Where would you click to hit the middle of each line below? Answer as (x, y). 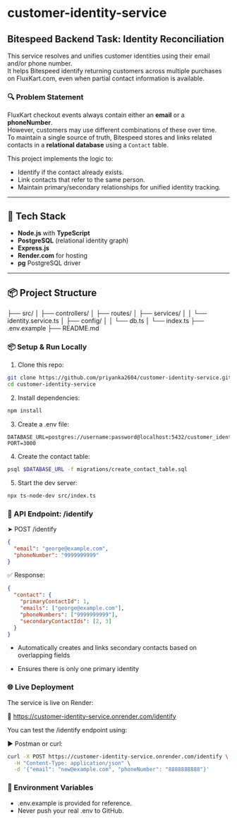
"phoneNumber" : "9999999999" (56, 555)
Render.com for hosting (53, 256)
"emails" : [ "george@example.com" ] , (72, 608)
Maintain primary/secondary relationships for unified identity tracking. (119, 188)
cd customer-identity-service (52, 385)
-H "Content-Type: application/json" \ (72, 763)
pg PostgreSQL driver (49, 263)
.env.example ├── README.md (54, 328)
